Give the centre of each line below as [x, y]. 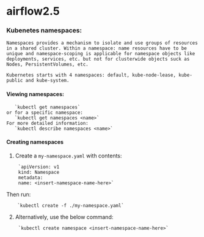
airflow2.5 [33, 11]
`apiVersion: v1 [39, 167]
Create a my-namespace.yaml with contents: [68, 156]
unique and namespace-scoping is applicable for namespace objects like [101, 54]
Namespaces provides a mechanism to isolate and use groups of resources [102, 43]
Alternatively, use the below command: [64, 217]
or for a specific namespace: [45, 112]
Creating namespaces [35, 142]
